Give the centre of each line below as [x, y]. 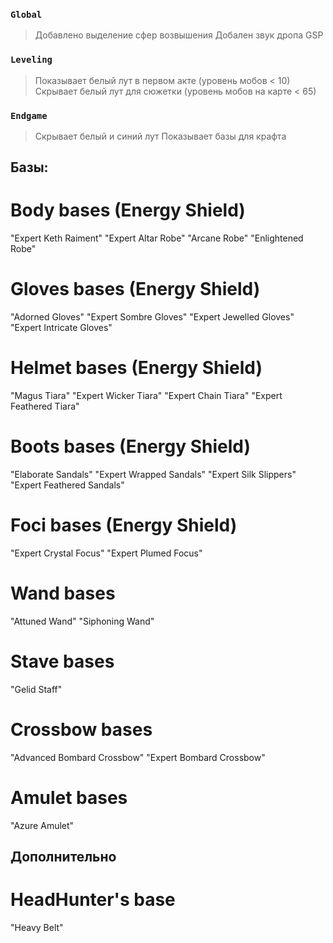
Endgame [29, 115]
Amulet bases [69, 797]
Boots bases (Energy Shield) [130, 446]
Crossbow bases [81, 730]
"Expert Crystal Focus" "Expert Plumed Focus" [106, 553]
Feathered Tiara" [45, 406]
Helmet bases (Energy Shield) [136, 368]
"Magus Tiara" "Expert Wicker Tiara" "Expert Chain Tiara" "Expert [146, 396]
